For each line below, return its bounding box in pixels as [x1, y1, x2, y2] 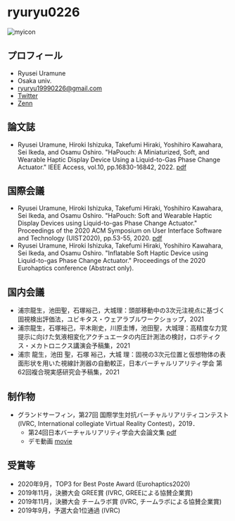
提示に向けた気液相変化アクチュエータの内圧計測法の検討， [17, 333, 191, 341]
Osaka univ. [17, 76, 52, 85]
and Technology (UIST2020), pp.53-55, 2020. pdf [17, 234, 163, 243]
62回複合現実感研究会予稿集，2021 [17, 368, 120, 376]
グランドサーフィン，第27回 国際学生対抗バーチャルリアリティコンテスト [17, 410, 229, 419]
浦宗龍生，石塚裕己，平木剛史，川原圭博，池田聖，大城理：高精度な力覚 [17, 324, 227, 332]
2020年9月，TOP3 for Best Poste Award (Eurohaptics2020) [17, 479, 191, 488]
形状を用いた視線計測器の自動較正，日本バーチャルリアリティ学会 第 [23, 359, 223, 367]
